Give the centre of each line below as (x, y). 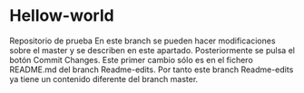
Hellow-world (62, 16)
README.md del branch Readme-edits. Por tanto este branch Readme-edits (152, 70)
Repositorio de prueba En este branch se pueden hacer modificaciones (142, 41)
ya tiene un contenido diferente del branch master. (104, 79)
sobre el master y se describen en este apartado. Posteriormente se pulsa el (152, 50)
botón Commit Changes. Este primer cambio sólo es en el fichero (132, 60)
